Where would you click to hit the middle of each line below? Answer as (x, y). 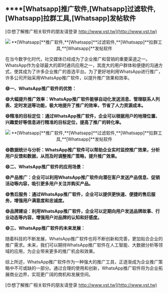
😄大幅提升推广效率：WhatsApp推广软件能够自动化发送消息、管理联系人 (80, 99)
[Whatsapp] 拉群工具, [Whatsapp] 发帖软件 (71, 18)
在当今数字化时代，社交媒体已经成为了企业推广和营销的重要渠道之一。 (78, 59)
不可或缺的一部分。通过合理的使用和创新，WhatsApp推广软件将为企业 (86, 268)
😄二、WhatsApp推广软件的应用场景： (45, 166)
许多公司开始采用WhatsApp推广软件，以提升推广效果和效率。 (69, 78)
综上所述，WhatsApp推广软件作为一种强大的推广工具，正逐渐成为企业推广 (82, 261)
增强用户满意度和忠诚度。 (40, 200)
